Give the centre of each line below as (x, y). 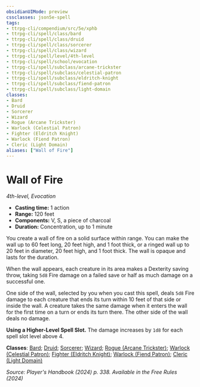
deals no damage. (28, 318)
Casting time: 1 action (42, 208)
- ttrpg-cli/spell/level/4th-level (50, 56)
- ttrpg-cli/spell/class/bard (44, 34)
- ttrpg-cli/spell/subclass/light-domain (59, 89)
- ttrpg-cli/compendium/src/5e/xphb (52, 28)
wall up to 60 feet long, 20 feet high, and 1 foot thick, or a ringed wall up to (98, 244)
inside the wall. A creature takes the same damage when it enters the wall (97, 306)
